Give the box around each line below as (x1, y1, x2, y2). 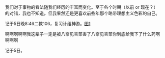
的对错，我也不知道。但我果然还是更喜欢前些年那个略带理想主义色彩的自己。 (5, 10, 160, 16)
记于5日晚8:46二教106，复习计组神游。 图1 (5, 21, 91, 26)
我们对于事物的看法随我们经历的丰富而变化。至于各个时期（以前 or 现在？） (5, 4, 158, 10)
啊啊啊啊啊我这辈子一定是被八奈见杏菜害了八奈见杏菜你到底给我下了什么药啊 (5, 31, 160, 37)
